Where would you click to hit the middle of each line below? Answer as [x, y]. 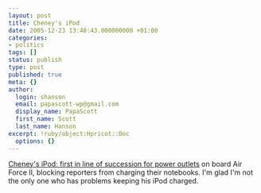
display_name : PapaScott [56, 112]
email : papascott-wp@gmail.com [67, 104]
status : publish [35, 60]
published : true [35, 75]
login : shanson [41, 97]
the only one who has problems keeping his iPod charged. [103, 180]
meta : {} [23, 82]
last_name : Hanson [46, 126]
